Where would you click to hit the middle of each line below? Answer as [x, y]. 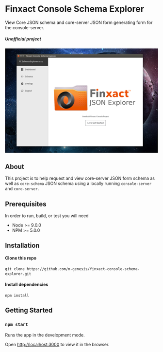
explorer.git [18, 274]
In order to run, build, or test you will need [47, 216]
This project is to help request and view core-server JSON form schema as [80, 178]
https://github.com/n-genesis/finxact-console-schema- [83, 269]
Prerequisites [26, 204]
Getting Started [29, 310]
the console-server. [25, 27]
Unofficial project [23, 39]
